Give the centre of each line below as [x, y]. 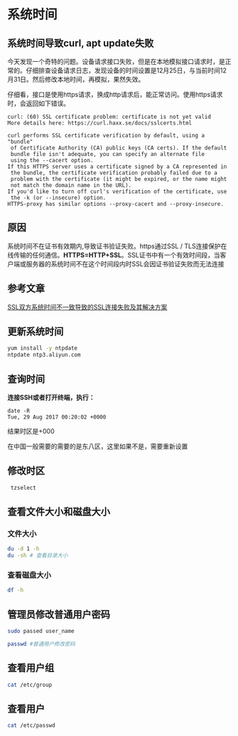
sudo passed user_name [41, 631]
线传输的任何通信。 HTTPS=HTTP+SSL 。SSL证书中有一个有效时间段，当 [114, 255]
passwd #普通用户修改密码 [42, 644]
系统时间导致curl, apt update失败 [81, 43]
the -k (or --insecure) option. [58, 198]
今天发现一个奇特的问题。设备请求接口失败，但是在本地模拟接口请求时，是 [116, 62]
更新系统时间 [36, 332]
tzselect [23, 488]
